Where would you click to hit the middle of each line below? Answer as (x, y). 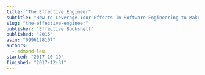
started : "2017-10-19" (35, 57)
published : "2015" (30, 34)
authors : (17, 46)
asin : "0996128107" (31, 40)
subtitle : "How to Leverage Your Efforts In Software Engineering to (97, 18)
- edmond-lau (28, 51)
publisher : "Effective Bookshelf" (50, 29)
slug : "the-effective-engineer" (47, 23)
